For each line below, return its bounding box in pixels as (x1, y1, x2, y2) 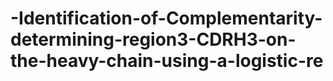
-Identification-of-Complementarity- (10, 7, 323, 30)
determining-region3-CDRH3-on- (10, 28, 297, 51)
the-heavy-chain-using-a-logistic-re (10, 50, 324, 72)
